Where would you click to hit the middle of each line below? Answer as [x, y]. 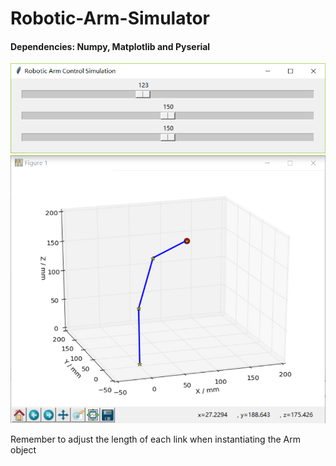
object [23, 449]
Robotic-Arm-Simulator [110, 18]
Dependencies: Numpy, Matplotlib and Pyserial [110, 46]
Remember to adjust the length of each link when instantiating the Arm [156, 439]
